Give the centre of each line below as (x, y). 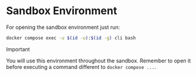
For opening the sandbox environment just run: (63, 27)
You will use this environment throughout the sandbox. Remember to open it (98, 61)
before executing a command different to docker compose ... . (81, 67)
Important (18, 49)
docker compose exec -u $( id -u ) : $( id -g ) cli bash (71, 38)
